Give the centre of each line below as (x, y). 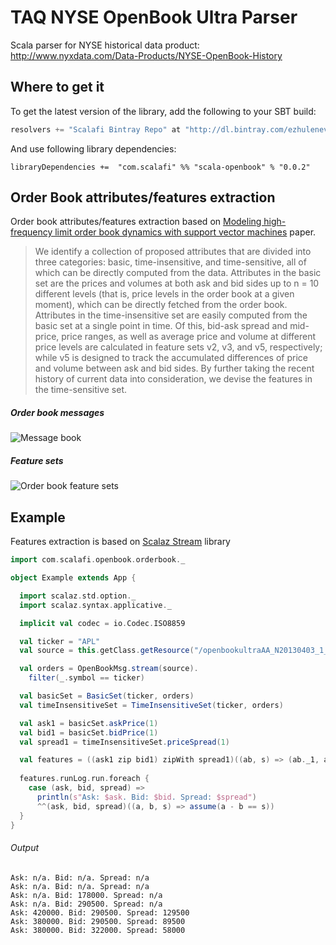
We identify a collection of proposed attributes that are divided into (173, 252)
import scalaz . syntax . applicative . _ (95, 605)
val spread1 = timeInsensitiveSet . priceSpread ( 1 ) (124, 742)
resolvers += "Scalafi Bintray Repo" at (96, 129)
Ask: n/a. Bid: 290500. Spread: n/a (86, 904)
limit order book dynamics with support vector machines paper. (185, 232)
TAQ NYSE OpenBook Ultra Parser (154, 17)
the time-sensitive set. (81, 390)
